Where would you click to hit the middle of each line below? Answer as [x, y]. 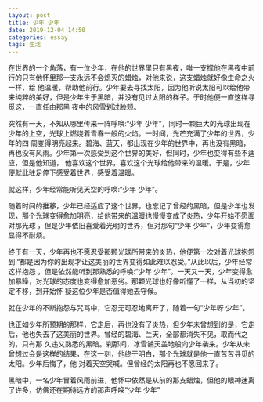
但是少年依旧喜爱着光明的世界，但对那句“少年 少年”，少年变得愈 [148, 226]
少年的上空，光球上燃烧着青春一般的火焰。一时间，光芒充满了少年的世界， [128, 133]
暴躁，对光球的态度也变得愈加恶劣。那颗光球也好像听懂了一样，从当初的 [131, 281]
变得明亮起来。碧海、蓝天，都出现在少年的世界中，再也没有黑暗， [144, 143]
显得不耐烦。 [29, 235]
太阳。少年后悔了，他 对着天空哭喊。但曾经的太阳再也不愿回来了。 [115, 364]
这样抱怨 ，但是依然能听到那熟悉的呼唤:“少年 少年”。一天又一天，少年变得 [127, 272]
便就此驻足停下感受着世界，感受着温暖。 [73, 172]
